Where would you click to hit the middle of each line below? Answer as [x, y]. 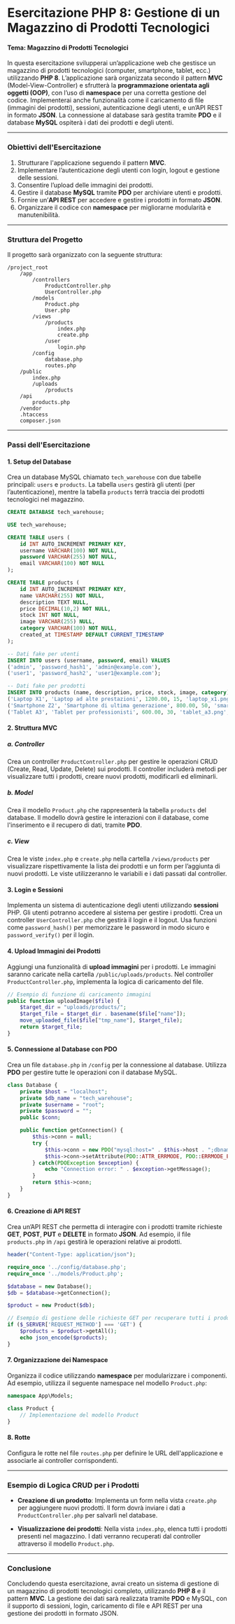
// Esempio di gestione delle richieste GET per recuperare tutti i [109, 1318]
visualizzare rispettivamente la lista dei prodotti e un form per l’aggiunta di [114, 866]
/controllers [51, 279]
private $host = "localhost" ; [64, 1091]
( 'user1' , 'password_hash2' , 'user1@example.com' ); [84, 674]
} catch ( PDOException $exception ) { [86, 1163]
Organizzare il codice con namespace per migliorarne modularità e [114, 207]
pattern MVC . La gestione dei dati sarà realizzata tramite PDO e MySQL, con [117, 1599]
